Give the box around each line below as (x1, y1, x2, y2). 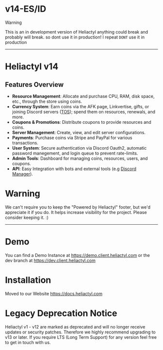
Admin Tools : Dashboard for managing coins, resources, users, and (12, 155, 148, 161)
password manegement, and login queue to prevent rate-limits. (12, 150, 138, 156)
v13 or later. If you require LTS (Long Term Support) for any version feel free (5, 334, 157, 340)
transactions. (12, 140, 39, 146)
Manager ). (12, 171, 33, 176)
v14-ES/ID (5, 3, 47, 15)
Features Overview (5, 80, 64, 89)
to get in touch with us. (5, 339, 51, 345)
